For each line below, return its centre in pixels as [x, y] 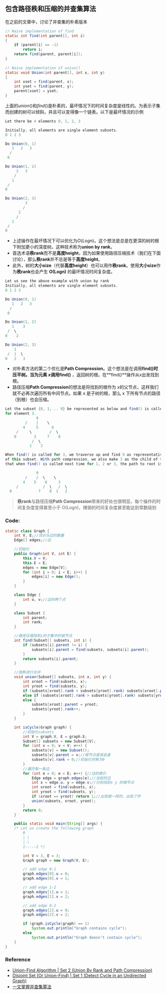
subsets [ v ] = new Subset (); [61, 750]
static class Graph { [27, 531]
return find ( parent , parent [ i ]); [48, 54]
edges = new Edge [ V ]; [45, 568]
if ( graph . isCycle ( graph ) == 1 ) [56, 924]
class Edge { [27, 595]
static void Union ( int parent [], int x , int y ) [55, 73]
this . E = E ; [35, 563]
